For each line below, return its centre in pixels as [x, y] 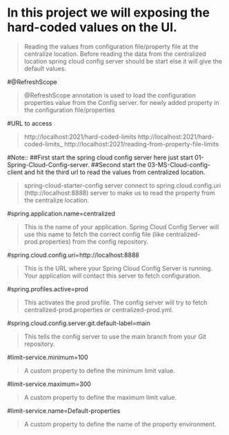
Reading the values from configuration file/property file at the [111, 46]
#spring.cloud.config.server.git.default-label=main [79, 323]
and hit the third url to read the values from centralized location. [114, 172]
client [15, 172]
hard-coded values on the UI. [92, 27]
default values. [45, 68]
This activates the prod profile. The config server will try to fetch [116, 302]
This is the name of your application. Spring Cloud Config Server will [121, 226]
